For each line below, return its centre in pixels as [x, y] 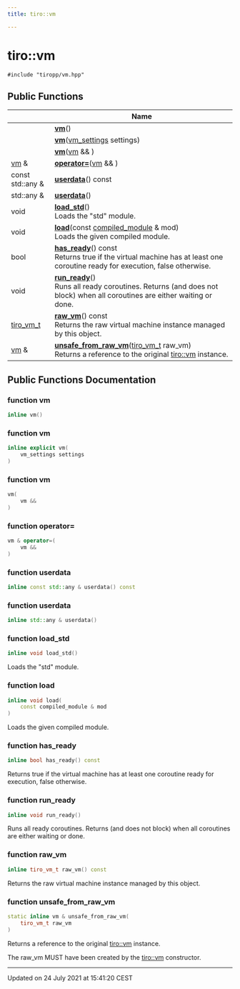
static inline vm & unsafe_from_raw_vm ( [69, 916]
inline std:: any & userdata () [52, 621]
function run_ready [42, 800]
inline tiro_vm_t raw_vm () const [57, 869]
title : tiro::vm [31, 14]
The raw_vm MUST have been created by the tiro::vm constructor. [104, 957]
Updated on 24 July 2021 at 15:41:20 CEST [70, 978]
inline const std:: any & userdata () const [71, 587]
